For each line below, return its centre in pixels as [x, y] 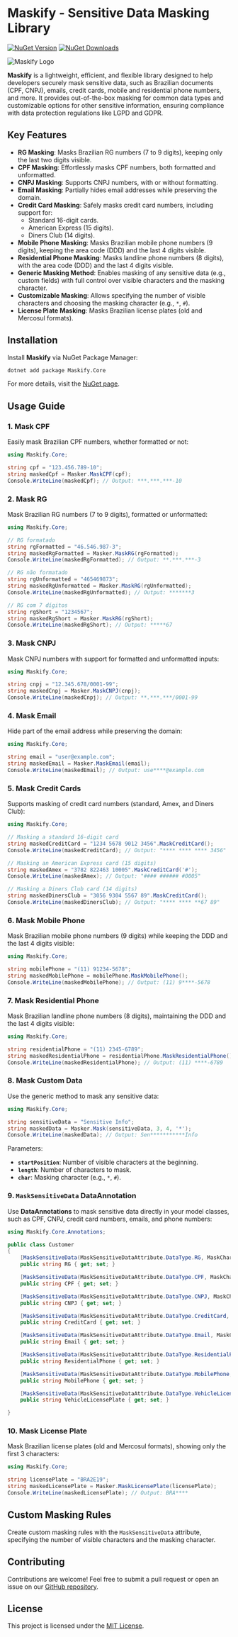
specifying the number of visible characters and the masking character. [112, 1539]
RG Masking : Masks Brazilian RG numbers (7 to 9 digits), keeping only [120, 152]
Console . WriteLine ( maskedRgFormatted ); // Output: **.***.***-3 [104, 560]
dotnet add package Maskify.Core [57, 370]
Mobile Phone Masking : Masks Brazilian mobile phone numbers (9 [115, 242]
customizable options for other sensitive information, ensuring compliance [116, 105]
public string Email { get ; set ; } [73, 1342]
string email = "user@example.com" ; [61, 757]
